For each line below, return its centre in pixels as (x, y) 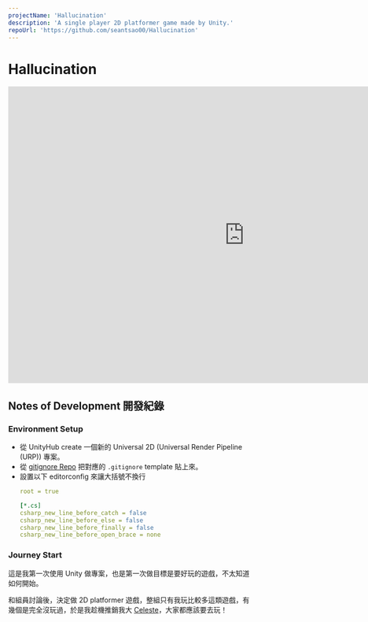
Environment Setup (46, 428)
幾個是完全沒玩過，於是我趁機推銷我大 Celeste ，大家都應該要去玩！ (118, 609)
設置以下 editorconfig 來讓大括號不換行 (83, 476)
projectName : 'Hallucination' (58, 15)
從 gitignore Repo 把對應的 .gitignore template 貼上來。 (111, 466)
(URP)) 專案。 (42, 457)
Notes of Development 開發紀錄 (86, 406)
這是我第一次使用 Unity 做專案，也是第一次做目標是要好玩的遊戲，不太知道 (129, 573)
